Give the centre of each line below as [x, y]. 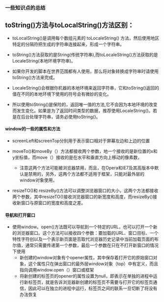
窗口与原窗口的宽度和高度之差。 [53, 203]
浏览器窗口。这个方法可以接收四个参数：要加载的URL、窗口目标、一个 [87, 233]
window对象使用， [38, 180]
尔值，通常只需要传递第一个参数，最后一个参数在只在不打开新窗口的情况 [85, 245]
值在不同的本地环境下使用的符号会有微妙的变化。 [62, 94]
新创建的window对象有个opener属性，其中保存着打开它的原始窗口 [86, 258]
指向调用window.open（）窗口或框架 [57, 270]
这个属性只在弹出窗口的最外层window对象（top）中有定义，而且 [93, 264]
